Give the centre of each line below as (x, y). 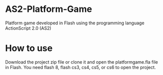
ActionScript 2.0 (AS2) (28, 28)
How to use (29, 48)
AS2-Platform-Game (49, 9)
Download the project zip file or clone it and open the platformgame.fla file (81, 62)
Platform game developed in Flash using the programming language (75, 23)
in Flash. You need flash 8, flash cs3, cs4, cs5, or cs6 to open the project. (81, 67)
